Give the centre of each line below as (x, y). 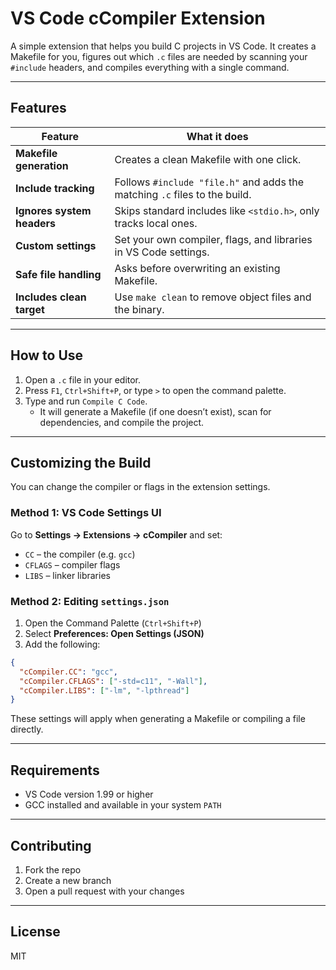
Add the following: (62, 644)
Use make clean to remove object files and (213, 297)
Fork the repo (53, 869)
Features (38, 108)
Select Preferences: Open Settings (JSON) (114, 633)
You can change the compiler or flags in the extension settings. (140, 487)
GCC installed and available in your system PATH (123, 805)
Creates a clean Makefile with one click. (208, 159)
